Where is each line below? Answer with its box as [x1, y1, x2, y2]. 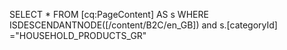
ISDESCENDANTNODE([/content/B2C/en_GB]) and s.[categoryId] [9, 19, 278, 31]
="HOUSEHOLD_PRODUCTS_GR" [9, 30, 147, 41]
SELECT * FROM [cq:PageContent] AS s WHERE [9, 9, 209, 20]
